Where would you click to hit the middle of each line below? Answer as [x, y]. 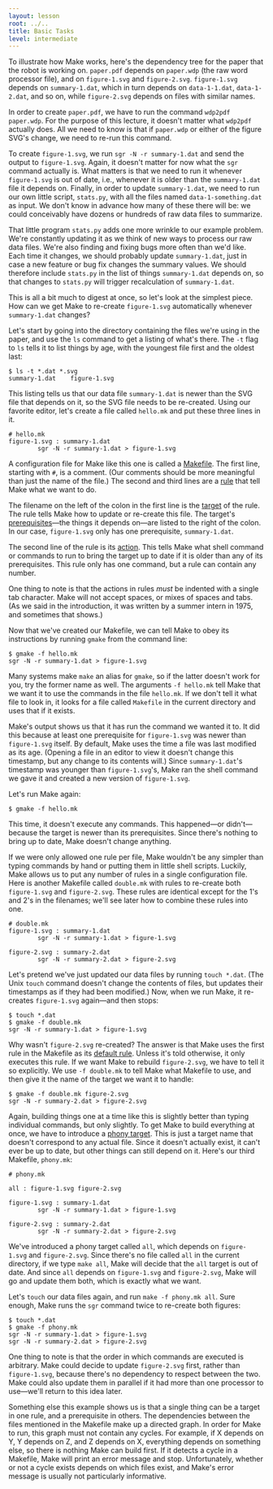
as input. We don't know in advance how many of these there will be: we [130, 206]
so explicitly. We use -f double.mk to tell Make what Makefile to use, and [130, 1071]
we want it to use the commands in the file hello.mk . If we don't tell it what [133, 694]
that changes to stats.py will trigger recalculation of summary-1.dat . [121, 282]
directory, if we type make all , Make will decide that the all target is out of [133, 1264]
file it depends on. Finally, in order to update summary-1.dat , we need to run [134, 189]
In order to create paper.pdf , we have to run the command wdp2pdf [119, 112]
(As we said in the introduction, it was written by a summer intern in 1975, [131, 606]
